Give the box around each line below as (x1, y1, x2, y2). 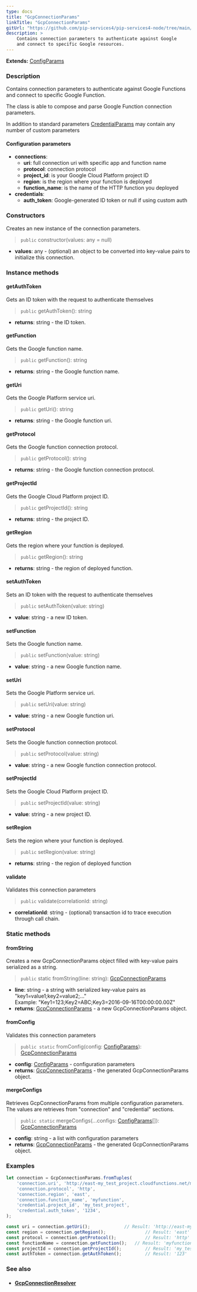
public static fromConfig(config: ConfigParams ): (20, 1043, 142, 1050)
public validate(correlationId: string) (20, 898, 108, 905)
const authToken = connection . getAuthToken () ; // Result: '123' (6, 1251, 188, 1257)
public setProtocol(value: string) (20, 750, 100, 757)
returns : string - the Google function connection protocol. (14, 466, 155, 473)
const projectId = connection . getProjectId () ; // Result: (6, 1246, 172, 1252)
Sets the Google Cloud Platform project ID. (6, 788, 108, 795)
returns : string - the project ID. (14, 516, 89, 523)
